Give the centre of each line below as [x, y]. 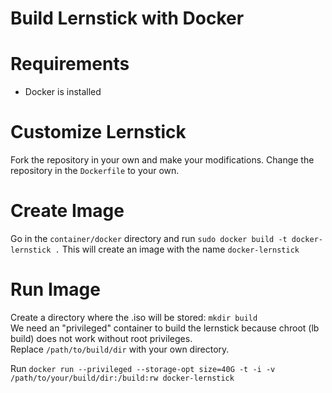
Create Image [67, 211]
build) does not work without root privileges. [101, 338]
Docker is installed [63, 92]
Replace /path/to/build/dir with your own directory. [120, 349]
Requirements [70, 64]
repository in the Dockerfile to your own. [95, 171]
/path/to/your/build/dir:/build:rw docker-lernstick [122, 378]
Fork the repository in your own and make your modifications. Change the [162, 160]
